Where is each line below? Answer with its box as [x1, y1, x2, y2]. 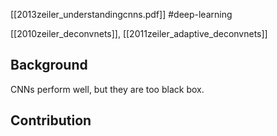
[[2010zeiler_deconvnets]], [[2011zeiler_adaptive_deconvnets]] [10, 28, 268, 39]
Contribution [10, 112, 92, 129]
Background [10, 57, 88, 74]
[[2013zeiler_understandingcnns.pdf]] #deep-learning [10, 9, 233, 20]
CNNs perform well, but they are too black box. [10, 83, 205, 95]
